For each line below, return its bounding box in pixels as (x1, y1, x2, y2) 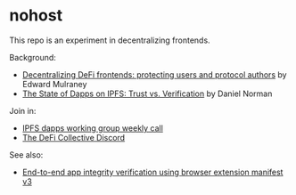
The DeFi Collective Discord (21, 132, 126, 142)
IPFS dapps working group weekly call (21, 122, 163, 134)
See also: (9, 149, 44, 160)
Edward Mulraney (21, 78, 87, 89)
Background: (9, 52, 56, 62)
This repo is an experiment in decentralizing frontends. (9, 35, 211, 45)
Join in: (9, 105, 37, 116)
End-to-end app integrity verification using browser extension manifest (21, 167, 284, 177)
